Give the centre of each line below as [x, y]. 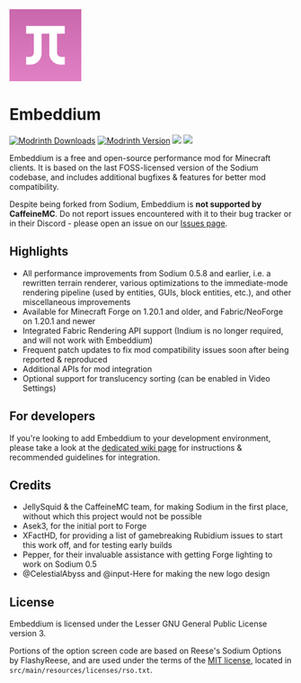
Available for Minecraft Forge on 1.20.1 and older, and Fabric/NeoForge [153, 311]
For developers [53, 416]
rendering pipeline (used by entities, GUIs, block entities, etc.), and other [157, 292]
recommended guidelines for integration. [85, 457]
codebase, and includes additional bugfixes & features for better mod [138, 177]
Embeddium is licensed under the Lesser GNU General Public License [138, 624]
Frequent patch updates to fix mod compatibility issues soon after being [155, 349]
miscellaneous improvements [76, 301]
